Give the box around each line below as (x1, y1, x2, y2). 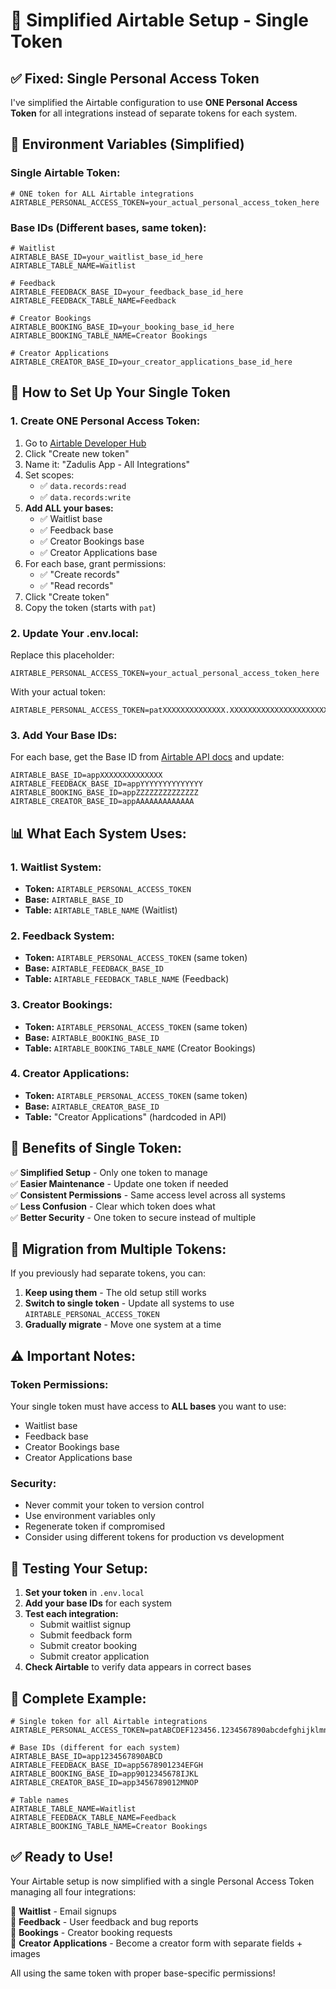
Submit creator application (39, 1650, 150, 1663)
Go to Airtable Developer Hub (24, 437, 147, 449)
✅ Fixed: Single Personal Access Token (10, 70, 260, 87)
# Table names (10, 1795, 70, 1806)
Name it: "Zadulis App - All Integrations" (24, 458, 191, 470)
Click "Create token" (24, 590, 110, 603)
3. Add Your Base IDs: (10, 728, 118, 742)
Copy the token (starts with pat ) (24, 601, 157, 613)
